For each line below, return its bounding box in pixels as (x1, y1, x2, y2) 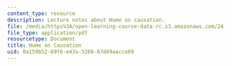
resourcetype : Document (7, 36, 76, 43)
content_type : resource (7, 10, 76, 17)
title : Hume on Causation (7, 42, 81, 49)
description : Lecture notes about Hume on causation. (7, 16, 166, 23)
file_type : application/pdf (7, 29, 88, 36)
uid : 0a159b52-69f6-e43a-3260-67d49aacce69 (7, 49, 135, 56)
